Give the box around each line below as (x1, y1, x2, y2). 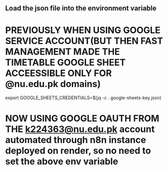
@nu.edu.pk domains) (5, 78, 101, 90)
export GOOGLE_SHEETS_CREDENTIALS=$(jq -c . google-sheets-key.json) (5, 95, 161, 101)
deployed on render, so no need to (5, 145, 151, 156)
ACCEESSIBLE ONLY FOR (5, 67, 112, 79)
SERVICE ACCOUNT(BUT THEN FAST (5, 35, 163, 47)
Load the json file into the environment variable (5, 4, 157, 13)
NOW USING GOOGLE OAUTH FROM (5, 112, 160, 124)
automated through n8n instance (5, 134, 146, 146)
